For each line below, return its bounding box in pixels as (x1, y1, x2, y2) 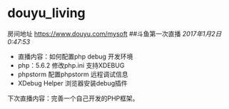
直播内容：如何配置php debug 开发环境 (17, 52, 133, 61)
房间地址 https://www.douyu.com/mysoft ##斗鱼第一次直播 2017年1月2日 (7, 29, 222, 38)
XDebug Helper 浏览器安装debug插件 (17, 78, 128, 87)
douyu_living (7, 5, 86, 21)
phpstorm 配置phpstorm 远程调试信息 (17, 70, 128, 78)
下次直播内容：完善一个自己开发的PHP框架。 (7, 94, 139, 103)
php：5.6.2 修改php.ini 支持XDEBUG (17, 61, 125, 69)
